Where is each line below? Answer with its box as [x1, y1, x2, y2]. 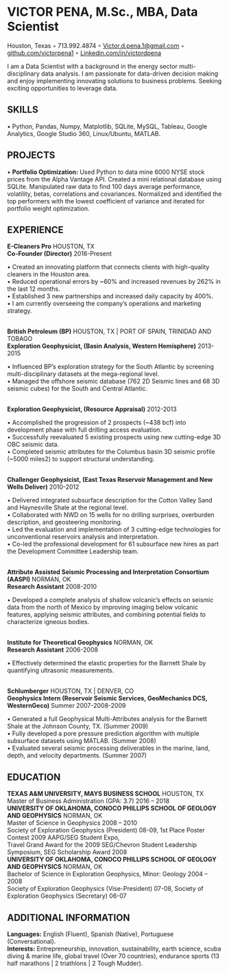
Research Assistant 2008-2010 [7, 582, 97, 591]
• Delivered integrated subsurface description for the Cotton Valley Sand [7, 496, 213, 505]
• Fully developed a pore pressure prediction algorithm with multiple [7, 729, 200, 738]
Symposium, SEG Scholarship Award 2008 [7, 848, 128, 856]
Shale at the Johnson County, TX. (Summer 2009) [7, 722, 149, 731]
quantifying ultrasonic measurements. [7, 666, 114, 674]
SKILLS [7, 104, 39, 115]
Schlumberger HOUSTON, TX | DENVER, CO [7, 687, 134, 695]
